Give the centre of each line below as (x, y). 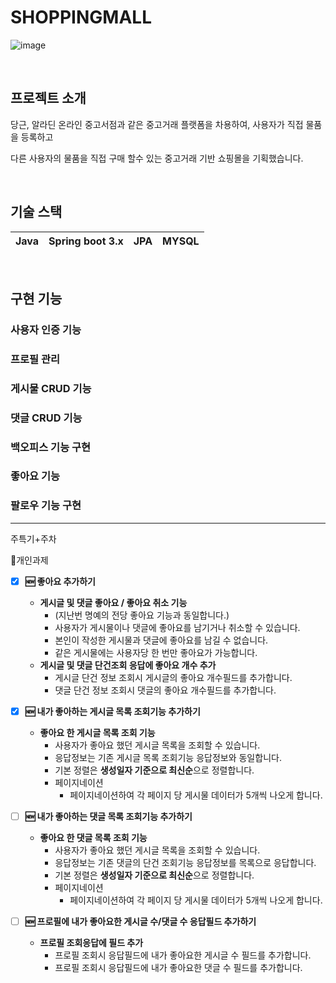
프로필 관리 (35, 359)
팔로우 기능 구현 (46, 506)
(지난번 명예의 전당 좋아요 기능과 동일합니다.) (142, 615)
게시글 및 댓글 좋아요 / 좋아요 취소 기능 (113, 602)
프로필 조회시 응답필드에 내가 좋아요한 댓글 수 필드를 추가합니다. (178, 968)
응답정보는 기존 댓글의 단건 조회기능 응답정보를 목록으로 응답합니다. (185, 862)
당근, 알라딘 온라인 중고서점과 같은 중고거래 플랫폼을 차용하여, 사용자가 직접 (157, 124)
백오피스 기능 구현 (51, 447)
